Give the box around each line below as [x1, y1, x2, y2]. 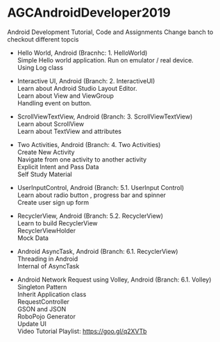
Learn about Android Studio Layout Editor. [17, 84, 137, 92]
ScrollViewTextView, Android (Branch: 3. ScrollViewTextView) [17, 112, 193, 121]
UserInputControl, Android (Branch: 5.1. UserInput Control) [17, 183, 185, 191]
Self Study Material [17, 170, 72, 178]
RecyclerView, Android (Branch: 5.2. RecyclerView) [17, 212, 164, 220]
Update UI [17, 319, 46, 327]
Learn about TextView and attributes [17, 127, 122, 135]
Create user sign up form [17, 198, 90, 206]
